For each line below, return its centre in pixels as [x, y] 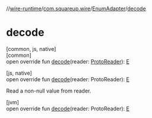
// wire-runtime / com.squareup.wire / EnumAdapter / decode [76, 9]
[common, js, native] [31, 49]
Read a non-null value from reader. [49, 91]
